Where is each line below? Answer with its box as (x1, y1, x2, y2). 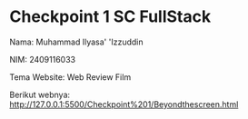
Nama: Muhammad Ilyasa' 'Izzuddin (9, 36, 144, 47)
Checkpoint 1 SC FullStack (9, 6, 212, 27)
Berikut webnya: (9, 89, 71, 100)
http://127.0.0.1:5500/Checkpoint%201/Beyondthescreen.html (9, 98, 239, 110)
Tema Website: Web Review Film (9, 71, 132, 83)
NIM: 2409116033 (9, 54, 75, 64)
